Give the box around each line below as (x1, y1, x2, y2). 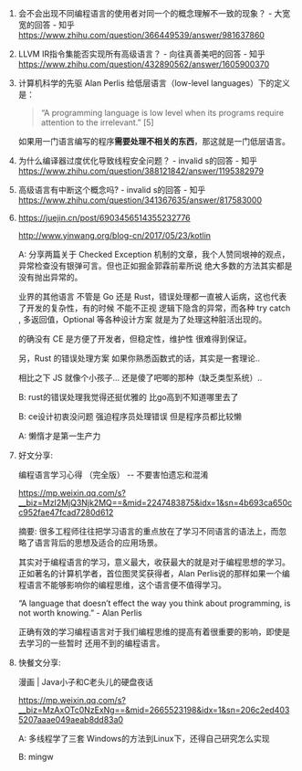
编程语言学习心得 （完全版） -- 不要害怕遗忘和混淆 (17, 470, 209, 480)
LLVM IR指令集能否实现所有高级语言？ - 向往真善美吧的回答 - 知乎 (17, 48, 266, 59)
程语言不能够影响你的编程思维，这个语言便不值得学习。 (17, 579, 226, 590)
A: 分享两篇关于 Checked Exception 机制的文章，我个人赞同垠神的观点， (17, 249, 290, 259)
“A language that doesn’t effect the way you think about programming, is (17, 597, 291, 608)
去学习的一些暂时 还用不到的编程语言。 (17, 638, 165, 649)
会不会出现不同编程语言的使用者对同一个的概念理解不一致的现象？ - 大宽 (17, 8, 291, 18)
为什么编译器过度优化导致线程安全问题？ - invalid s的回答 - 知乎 (17, 155, 258, 166)
